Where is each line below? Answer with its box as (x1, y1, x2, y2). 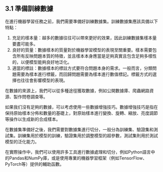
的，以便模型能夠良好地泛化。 (12, 59, 72, 65)
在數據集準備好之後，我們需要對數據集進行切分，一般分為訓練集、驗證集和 (5, 126, 154, 132)
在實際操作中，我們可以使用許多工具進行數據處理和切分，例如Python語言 (5, 149, 151, 155)
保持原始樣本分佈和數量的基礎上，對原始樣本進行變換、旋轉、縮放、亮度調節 (5, 110, 158, 116)
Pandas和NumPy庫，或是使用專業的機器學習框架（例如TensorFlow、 (9, 155, 147, 161)
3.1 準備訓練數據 (5, 4, 53, 13)
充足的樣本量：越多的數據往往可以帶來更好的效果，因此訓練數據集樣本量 (12, 34, 157, 40)
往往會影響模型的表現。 (20, 77, 68, 83)
